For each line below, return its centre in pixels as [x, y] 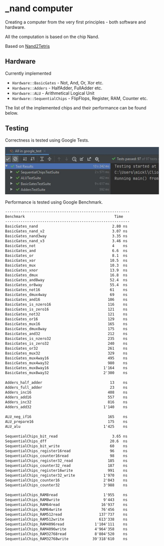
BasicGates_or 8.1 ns [66, 255]
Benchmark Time [64, 216]
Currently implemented [28, 73]
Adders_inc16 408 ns [66, 392]
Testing [17, 128]
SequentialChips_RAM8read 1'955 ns [66, 495]
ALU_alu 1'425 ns [66, 426]
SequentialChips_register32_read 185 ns [66, 461]
